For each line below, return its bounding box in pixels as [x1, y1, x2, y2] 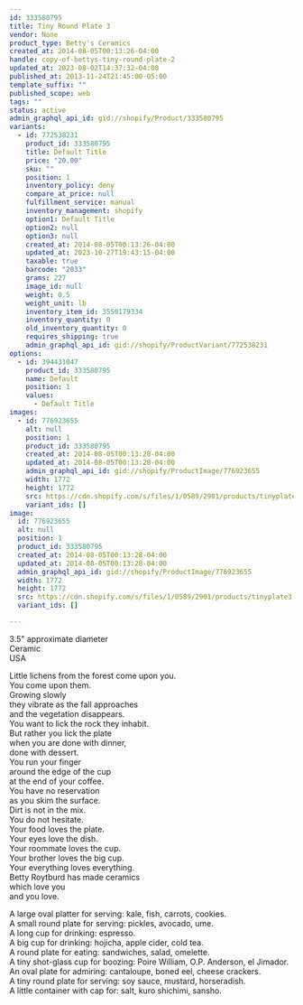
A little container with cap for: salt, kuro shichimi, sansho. [9, 985, 223, 996]
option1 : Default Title [25, 214, 115, 224]
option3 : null [25, 231, 78, 240]
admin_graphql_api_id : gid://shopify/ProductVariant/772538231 [25, 340, 269, 349]
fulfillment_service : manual [25, 198, 135, 208]
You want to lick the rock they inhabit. [9, 718, 150, 729]
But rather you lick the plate [9, 728, 113, 739]
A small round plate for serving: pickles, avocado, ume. [9, 917, 215, 928]
